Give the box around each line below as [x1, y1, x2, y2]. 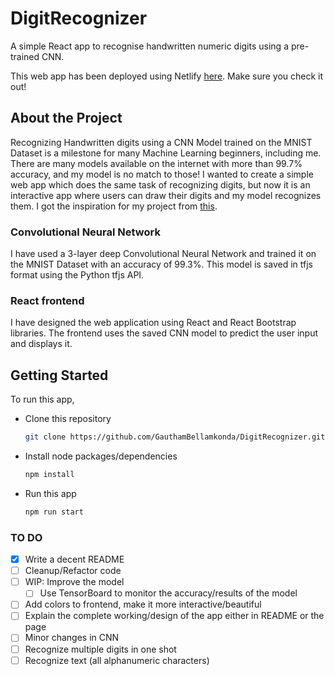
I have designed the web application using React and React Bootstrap [10, 317, 297, 329]
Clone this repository [24, 413, 112, 425]
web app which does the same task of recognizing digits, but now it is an [10, 178, 311, 191]
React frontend [10, 293, 85, 307]
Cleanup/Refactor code [24, 565, 122, 577]
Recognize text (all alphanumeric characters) [24, 654, 210, 666]
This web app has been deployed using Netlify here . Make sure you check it [10, 70, 324, 82]
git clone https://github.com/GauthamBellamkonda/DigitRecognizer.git [24, 432, 326, 442]
